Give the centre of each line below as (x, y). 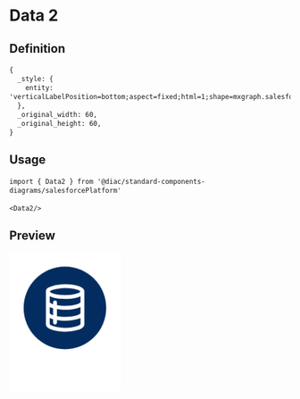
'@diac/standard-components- (151, 181)
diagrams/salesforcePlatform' (66, 190)
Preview (33, 236)
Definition (37, 49)
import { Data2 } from (51, 181)
